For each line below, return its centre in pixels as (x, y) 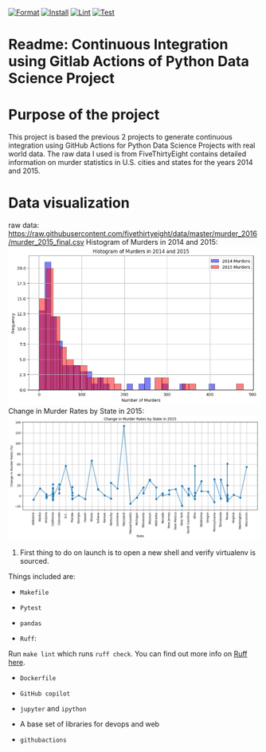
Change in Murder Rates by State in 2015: (76, 411)
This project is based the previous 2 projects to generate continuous (120, 137)
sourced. (34, 561)
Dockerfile (38, 678)
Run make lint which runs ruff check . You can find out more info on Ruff (128, 653)
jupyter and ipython (53, 708)
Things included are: (42, 576)
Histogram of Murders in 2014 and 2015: (152, 242)
